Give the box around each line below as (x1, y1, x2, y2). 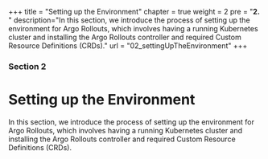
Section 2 (8, 60, 47, 71)
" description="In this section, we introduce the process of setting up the (8, 15, 251, 25)
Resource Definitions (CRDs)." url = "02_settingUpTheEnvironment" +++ (8, 41, 248, 51)
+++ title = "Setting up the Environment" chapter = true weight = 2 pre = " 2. (8, 7, 260, 16)
